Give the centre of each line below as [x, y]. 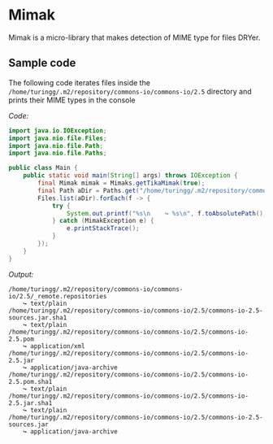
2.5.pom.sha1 [30, 381]
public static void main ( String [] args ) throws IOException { [130, 176]
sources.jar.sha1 [38, 318]
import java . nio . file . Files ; [58, 138]
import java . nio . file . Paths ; [58, 153]
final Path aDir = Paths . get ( [89, 190]
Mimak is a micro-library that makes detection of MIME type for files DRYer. [134, 37]
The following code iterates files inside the [79, 82]
